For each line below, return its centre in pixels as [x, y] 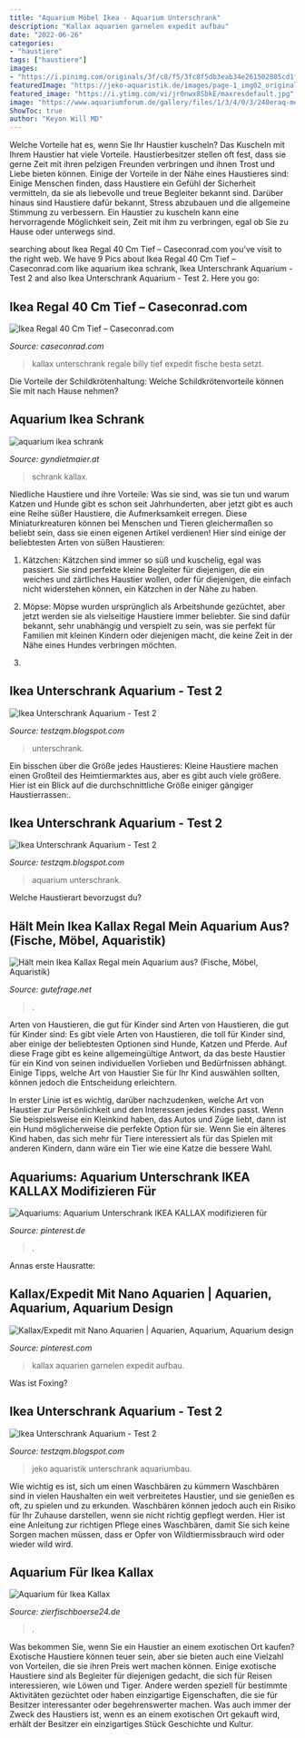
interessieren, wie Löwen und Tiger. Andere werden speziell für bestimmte [148, 1685]
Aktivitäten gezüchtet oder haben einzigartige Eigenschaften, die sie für [144, 1695]
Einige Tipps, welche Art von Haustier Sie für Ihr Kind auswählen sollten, [145, 1073]
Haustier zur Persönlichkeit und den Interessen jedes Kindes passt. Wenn [147, 1110]
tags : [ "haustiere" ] [49, 60]
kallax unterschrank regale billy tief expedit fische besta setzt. [148, 363]
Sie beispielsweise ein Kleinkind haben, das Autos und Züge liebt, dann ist [148, 1119]
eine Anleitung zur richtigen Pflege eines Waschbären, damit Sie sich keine [150, 1525]
